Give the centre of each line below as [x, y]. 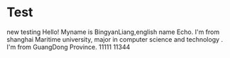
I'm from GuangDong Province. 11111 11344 [69, 47]
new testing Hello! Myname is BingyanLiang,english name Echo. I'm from [113, 32]
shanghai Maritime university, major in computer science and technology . [115, 39]
